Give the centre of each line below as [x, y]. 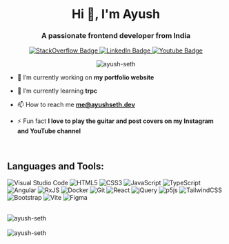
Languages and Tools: [56, 166]
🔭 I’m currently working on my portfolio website [86, 77]
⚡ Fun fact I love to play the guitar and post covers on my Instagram [115, 121]
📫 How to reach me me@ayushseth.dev [76, 105]
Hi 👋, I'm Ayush [116, 14]
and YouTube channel [49, 131]
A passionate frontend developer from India [116, 36]
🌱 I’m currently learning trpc [57, 91]
